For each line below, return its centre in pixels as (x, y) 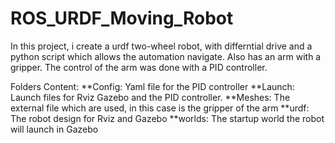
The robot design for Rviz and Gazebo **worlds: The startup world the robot (167, 118)
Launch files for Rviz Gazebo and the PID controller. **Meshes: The (150, 97)
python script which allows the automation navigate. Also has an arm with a (166, 56)
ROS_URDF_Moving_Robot (122, 18)
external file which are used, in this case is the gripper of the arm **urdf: (160, 108)
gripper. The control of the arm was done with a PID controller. (139, 67)
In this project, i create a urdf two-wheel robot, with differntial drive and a (161, 46)
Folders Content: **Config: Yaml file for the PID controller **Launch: (152, 86)
